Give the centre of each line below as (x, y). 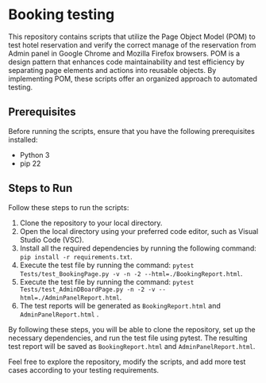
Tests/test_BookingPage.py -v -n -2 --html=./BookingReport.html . (131, 273)
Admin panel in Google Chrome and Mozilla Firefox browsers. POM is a (124, 53)
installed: (23, 140)
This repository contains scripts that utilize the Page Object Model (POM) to (132, 36)
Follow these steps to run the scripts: (69, 207)
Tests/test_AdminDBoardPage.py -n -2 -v (87, 289)
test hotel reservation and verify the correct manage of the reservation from (132, 44)
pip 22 (30, 163)
